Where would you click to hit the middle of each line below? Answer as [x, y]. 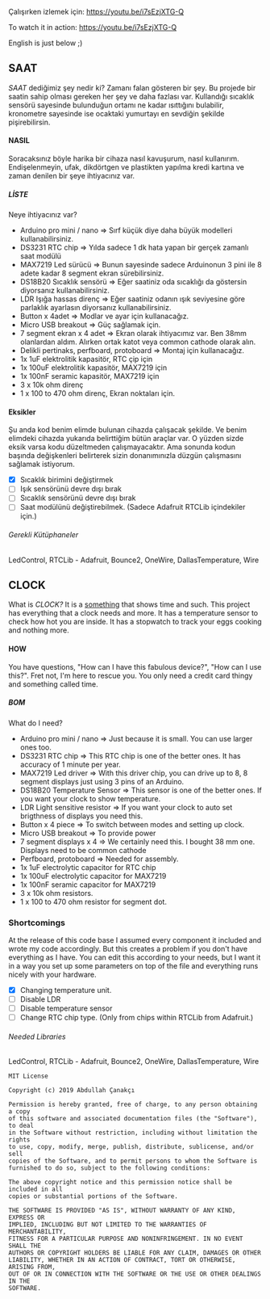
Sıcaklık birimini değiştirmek [66, 480]
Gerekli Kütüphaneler [44, 535]
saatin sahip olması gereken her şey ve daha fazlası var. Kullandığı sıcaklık [131, 96]
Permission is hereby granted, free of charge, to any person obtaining [133, 1105]
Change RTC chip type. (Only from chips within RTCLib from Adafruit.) [137, 1018]
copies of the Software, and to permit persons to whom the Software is [133, 1161]
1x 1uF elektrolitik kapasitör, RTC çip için [86, 359]
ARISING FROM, [32, 1267]
